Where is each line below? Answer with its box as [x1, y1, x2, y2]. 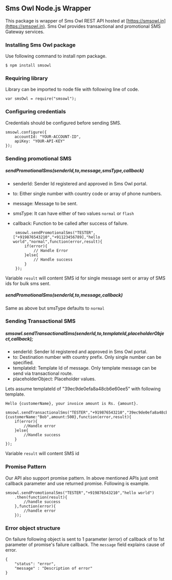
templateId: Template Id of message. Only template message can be [12, 365, 157, 371]
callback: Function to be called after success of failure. [12, 220, 129, 226]
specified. [12, 359, 34, 366]
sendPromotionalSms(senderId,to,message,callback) [5, 292, 123, 298]
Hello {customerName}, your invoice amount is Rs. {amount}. [5, 401, 139, 406]
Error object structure [5, 524, 60, 531]
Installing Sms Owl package [5, 41, 76, 48]
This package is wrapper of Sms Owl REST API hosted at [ [5, 17, 128, 24]
